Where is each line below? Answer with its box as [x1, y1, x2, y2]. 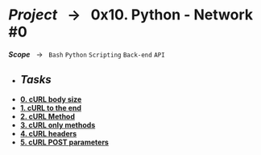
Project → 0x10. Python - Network [8, 6, 254, 24]
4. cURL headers [19, 128, 77, 138]
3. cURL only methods [19, 119, 96, 130]
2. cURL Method [19, 111, 75, 121]
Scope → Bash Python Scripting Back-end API [8, 49, 165, 59]
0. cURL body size [19, 94, 82, 104]
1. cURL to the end [19, 103, 82, 112]
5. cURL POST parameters [19, 137, 109, 147]
